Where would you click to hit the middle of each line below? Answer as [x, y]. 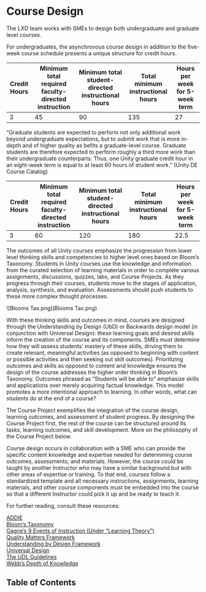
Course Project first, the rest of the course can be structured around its [96, 423]
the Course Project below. [39, 436]
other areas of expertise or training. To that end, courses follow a [88, 474]
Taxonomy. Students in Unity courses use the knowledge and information [99, 263]
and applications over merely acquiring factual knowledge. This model [95, 385]
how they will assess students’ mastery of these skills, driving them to [94, 346]
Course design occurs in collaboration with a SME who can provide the [96, 448]
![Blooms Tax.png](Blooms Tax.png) [52, 308]
